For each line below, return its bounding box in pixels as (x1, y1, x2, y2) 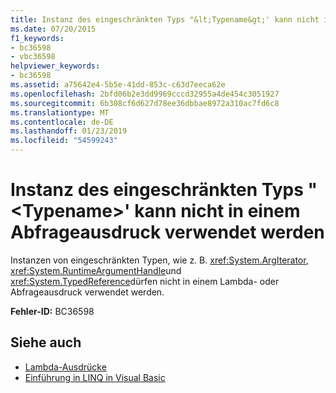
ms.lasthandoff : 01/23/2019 (10, 126, 128, 136)
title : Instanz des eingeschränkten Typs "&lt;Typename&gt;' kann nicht (10, 14, 320, 25)
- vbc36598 (10, 52, 56, 62)
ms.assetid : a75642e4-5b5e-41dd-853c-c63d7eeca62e (10, 80, 226, 90)
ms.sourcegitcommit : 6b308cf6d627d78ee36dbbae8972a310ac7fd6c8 (10, 98, 280, 108)
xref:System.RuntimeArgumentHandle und (10, 264, 182, 276)
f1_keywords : (10, 33, 65, 43)
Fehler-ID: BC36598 (10, 305, 95, 317)
